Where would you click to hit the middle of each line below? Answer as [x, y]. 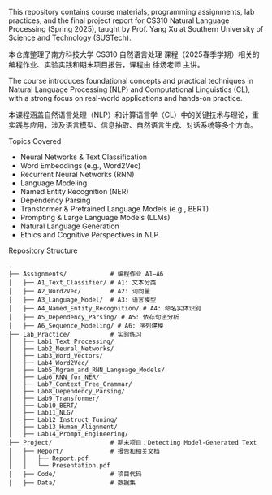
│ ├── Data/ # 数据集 [72, 483]
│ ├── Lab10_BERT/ [43, 406]
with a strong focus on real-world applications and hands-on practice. [125, 98]
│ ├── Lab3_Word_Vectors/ [56, 356]
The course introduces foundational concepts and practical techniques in [131, 81]
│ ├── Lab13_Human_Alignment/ [63, 427]
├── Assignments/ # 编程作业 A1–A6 [86, 274]
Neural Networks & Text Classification [84, 157]
